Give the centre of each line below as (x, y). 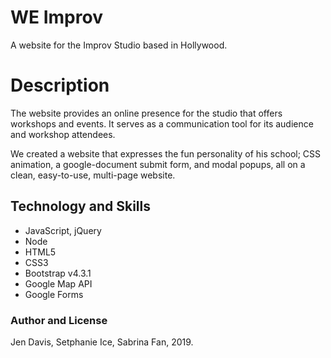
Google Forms (54, 294)
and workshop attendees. (63, 134)
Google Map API (58, 283)
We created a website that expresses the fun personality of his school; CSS (166, 153)
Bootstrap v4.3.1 (58, 273)
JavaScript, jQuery (63, 230)
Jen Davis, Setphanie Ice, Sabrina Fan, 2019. (102, 342)
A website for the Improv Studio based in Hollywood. (119, 45)
